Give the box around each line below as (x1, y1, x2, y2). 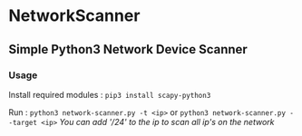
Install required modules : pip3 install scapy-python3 (8, 89, 211, 100)
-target (8, 118, 38, 127)
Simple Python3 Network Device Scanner (8, 42, 248, 57)
